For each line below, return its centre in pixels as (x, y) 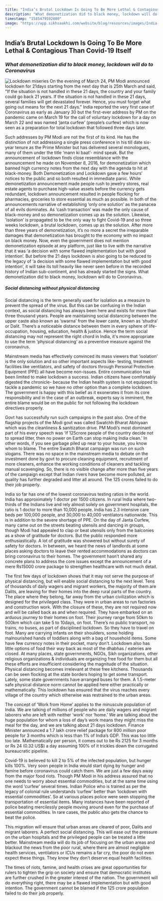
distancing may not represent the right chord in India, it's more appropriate (80, 336)
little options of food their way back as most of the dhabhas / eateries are (78, 648)
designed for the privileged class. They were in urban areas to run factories (81, 601)
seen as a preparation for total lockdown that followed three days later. (76, 128)
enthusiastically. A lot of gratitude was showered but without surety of (75, 541)
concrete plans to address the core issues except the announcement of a (78, 561)
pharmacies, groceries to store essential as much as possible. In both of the (81, 199)
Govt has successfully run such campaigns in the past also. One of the (76, 417)
